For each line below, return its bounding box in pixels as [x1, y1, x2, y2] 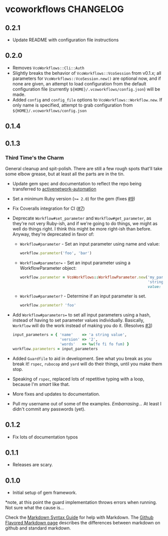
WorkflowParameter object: [19, 265, 76, 271]
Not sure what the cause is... [5, 505, 64, 511]
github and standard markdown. [5, 525, 71, 531]
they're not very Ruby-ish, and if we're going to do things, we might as [12, 220, 157, 227]
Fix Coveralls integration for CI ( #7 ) [12, 205, 85, 211]
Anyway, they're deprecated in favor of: [12, 231, 94, 237]
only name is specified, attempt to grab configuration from [12, 102, 133, 108]
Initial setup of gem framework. [12, 490, 77, 496]
